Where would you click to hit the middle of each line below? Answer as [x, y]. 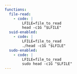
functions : [16, 9]
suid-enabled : [23, 32]
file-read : [20, 14]
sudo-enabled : [23, 50]
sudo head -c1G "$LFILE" [47, 64]
